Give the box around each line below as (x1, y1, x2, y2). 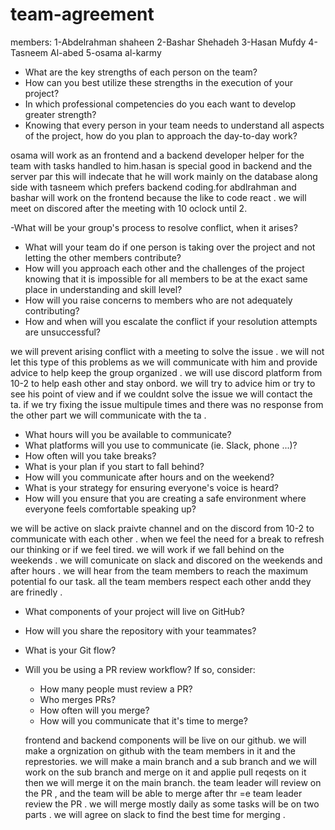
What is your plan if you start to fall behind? (24, 460, 205, 472)
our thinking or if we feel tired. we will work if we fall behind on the (10, 543, 285, 555)
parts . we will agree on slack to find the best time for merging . (24, 808, 286, 820)
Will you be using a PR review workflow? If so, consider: (24, 663, 256, 675)
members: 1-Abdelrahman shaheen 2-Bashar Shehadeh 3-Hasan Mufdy (10, 36, 307, 48)
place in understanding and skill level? (24, 283, 183, 295)
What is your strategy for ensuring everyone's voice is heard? (24, 481, 279, 493)
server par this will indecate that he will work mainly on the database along (10, 170, 318, 182)
